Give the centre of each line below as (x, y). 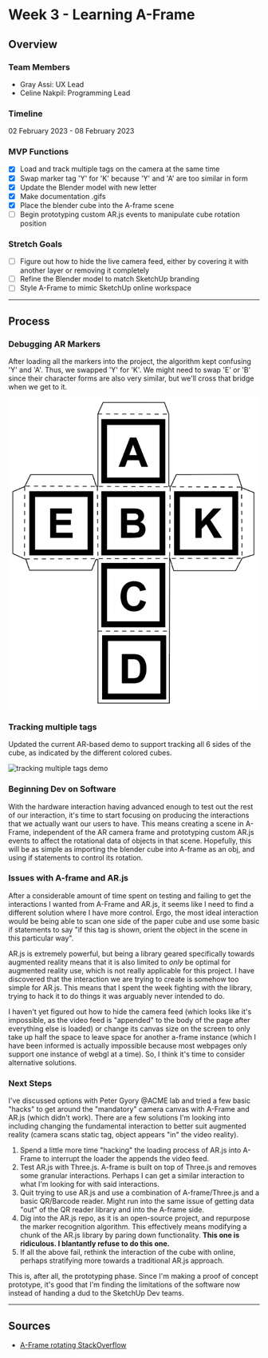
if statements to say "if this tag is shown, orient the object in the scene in (128, 929)
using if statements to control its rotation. (76, 857)
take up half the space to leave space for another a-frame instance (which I (132, 1036)
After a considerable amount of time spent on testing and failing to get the (130, 895)
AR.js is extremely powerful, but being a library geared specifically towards (132, 953)
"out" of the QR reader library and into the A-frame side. (112, 1210)
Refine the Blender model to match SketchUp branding (109, 279)
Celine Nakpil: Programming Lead (75, 93)
